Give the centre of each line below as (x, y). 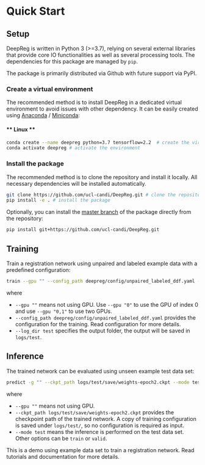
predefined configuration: (38, 269)
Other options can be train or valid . (61, 438)
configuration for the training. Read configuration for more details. (98, 324)
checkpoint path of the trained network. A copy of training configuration (106, 419)
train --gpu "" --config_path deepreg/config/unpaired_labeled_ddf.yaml (101, 281)
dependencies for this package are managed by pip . (72, 61)
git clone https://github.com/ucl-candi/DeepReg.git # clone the (91, 195)
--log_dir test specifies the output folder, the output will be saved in (103, 331)
